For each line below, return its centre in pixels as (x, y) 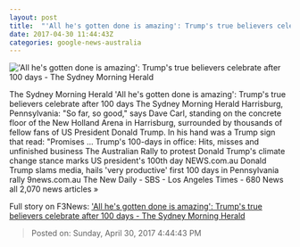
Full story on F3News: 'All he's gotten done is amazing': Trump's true (136, 207)
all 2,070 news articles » (54, 189)
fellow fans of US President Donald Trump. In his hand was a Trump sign (142, 132)
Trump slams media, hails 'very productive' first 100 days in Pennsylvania (144, 170)
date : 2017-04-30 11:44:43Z (62, 34)
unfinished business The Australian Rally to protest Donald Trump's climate (147, 152)
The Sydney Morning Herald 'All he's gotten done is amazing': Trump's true (148, 95)
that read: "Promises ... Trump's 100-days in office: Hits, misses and (134, 142)
